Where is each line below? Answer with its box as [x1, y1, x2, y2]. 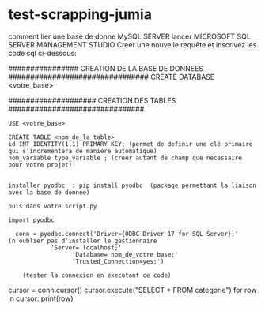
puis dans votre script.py [8, 202, 97, 210]
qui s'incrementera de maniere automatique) [8, 147, 157, 155]
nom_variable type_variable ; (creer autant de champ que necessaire [8, 154, 243, 162]
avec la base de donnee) [8, 188, 90, 197]
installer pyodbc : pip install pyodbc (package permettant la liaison [8, 182, 257, 189]
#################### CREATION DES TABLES [8, 96, 176, 105]
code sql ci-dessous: [8, 48, 77, 58]
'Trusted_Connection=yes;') [71, 257, 165, 265]
